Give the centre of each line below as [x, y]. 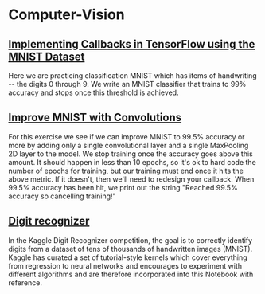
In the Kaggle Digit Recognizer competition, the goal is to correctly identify [131, 240]
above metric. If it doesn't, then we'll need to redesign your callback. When [131, 179]
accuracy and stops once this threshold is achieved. [94, 92]
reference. [25, 282]
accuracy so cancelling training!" [62, 196]
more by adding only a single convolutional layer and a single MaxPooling [129, 145]
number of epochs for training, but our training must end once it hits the [126, 171]
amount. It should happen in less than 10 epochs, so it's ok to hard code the [132, 162]
